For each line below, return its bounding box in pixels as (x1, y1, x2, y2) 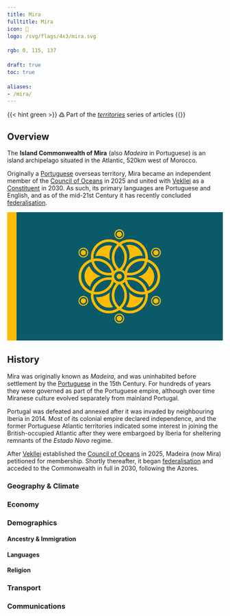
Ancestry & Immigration (7, 535, 77, 543)
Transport (7, 583, 41, 593)
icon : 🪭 (7, 25, 29, 32)
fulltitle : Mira (7, 18, 53, 25)
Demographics (7, 517, 57, 527)
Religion (7, 566, 31, 574)
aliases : (7, 83, 32, 90)
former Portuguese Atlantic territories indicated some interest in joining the (7, 422, 218, 430)
